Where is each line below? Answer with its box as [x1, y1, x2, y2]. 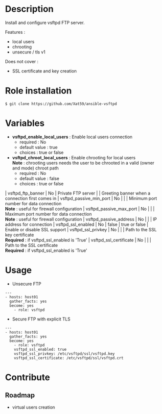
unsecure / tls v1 [12, 49, 46, 55]
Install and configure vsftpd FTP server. [5, 20, 85, 25]
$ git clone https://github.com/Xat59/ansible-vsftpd [5, 101, 117, 106]
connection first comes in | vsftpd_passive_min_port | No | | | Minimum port [5, 195, 158, 201]
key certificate [5, 232, 34, 238]
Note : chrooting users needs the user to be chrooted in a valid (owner [12, 160, 155, 166]
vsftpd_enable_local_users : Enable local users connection [12, 134, 133, 140]
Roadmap [5, 391, 35, 400]
